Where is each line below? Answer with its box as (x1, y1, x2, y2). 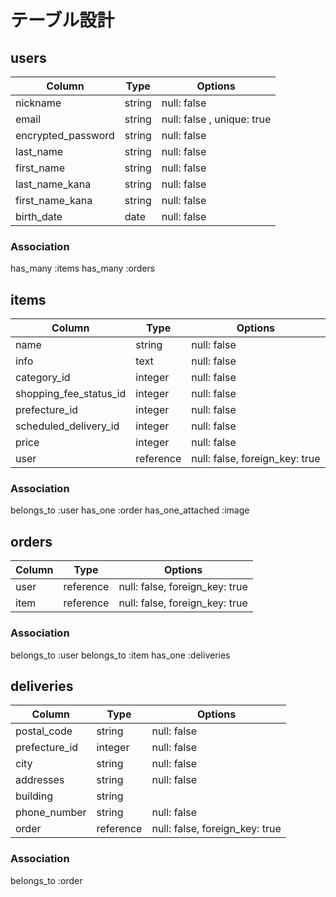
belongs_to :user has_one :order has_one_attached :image (10, 504, 250, 516)
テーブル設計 (10, 9, 115, 32)
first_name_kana (15, 194, 93, 207)
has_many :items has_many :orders (10, 262, 156, 275)
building (15, 789, 53, 803)
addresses (15, 773, 65, 787)
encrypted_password (15, 129, 115, 142)
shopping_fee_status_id (15, 387, 127, 401)
